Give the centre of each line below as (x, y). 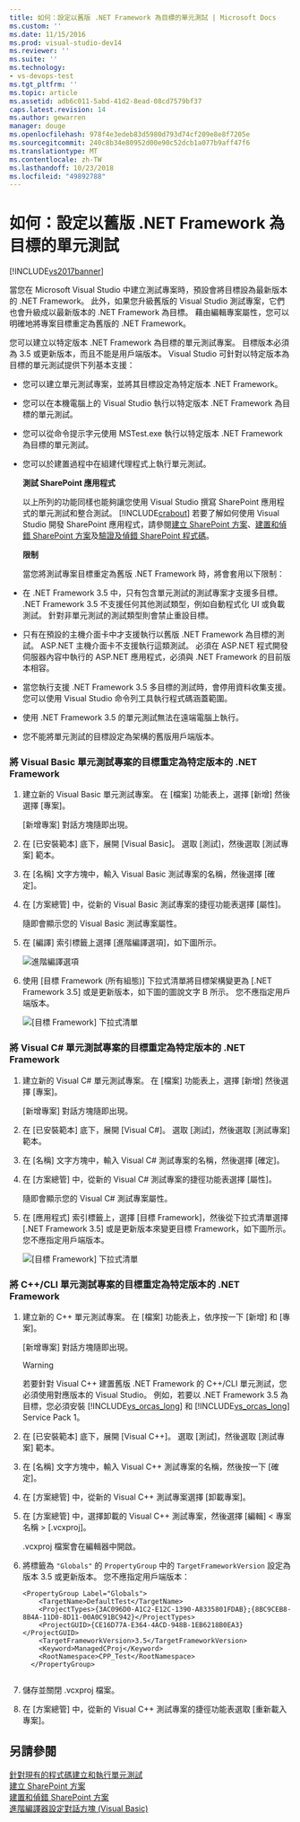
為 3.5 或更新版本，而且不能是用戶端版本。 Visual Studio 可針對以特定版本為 (150, 354)
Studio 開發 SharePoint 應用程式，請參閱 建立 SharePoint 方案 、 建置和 (150, 524)
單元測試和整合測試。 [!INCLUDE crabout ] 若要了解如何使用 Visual (159, 514)
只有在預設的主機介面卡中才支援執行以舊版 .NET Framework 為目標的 (150, 635)
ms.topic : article (43, 92)
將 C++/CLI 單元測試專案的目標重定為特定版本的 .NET (124, 1284)
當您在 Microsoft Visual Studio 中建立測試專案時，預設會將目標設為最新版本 (149, 290)
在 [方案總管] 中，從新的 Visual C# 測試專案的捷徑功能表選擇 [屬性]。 (149, 1179)
